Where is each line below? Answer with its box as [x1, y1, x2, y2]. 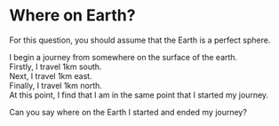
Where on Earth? [9, 5, 136, 26]
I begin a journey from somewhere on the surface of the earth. [9, 51, 238, 62]
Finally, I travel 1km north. [9, 80, 102, 91]
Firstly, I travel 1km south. [9, 61, 102, 72]
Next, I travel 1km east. [9, 70, 92, 81]
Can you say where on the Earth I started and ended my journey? [9, 106, 247, 117]
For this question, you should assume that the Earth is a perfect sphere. [9, 35, 271, 45]
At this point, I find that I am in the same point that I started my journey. [9, 90, 269, 100]
